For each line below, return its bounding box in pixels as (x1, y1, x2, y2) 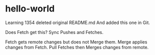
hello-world (5, 3, 55, 14)
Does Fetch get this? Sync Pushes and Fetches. (5, 29, 104, 35)
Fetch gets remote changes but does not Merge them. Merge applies (5, 38, 147, 45)
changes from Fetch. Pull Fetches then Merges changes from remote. (5, 44, 149, 50)
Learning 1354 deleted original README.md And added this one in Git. (5, 19, 150, 25)
